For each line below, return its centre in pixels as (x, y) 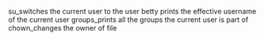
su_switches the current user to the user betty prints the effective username (132, 11)
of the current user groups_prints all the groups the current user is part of (128, 20)
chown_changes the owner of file (63, 28)
